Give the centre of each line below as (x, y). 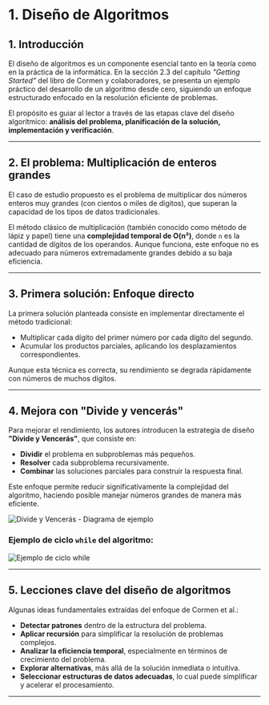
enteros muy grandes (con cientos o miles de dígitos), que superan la (123, 203)
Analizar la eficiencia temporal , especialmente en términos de (124, 651)
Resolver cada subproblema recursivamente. (94, 463)
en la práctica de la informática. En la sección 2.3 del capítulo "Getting (124, 72)
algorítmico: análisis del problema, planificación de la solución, (114, 121)
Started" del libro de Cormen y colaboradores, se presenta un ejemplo (124, 81)
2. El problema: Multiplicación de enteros (113, 163)
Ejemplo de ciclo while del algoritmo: (81, 540)
